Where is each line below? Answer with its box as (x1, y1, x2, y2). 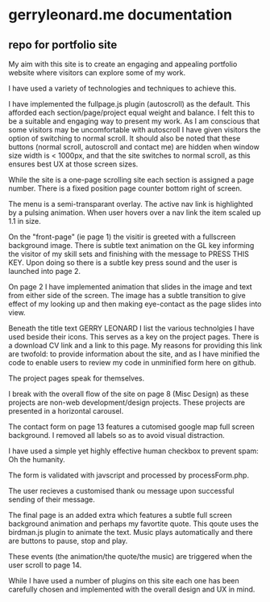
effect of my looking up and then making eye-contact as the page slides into (8, 299, 262, 309)
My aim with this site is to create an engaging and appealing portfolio (8, 59, 238, 69)
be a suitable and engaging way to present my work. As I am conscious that (8, 116, 260, 126)
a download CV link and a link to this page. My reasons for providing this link (8, 341, 263, 350)
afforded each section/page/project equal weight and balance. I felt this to (8, 107, 255, 117)
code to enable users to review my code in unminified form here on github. (8, 358, 256, 367)
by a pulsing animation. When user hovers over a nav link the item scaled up (8, 208, 261, 217)
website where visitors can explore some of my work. (8, 68, 186, 78)
